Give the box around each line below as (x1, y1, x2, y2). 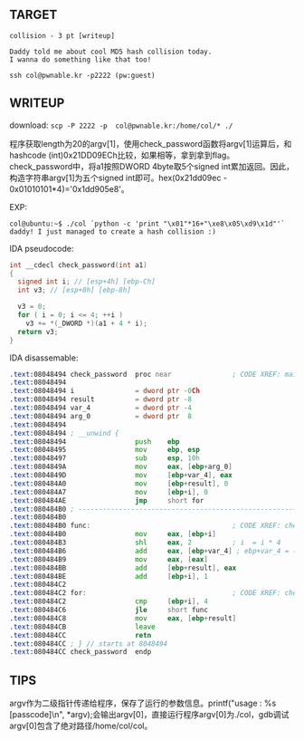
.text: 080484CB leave (9, 622, 156, 631)
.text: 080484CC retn (9, 630, 152, 639)
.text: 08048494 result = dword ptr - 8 (9, 395, 193, 404)
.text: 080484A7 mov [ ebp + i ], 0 (9, 487, 208, 496)
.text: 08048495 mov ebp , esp (9, 446, 201, 455)
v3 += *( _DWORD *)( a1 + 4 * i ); (25, 319, 147, 328)
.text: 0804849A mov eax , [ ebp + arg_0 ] (9, 462, 233, 472)
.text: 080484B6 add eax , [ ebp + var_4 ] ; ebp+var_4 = (9, 546, 290, 555)
